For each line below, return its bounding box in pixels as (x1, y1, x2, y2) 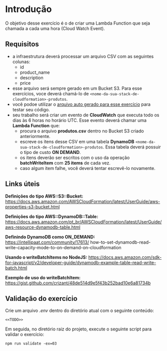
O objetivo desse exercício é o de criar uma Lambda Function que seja (5, 20, 150, 26)
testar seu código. (12, 106, 50, 112)
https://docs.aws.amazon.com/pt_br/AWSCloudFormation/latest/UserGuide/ (5, 219, 162, 225)
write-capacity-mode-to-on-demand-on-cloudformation (5, 244, 121, 250)
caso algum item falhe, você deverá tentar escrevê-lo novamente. (19, 165, 156, 171)
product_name (19, 69, 50, 75)
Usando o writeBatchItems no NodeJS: (5, 254, 87, 260)
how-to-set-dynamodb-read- (89, 239, 151, 245)
